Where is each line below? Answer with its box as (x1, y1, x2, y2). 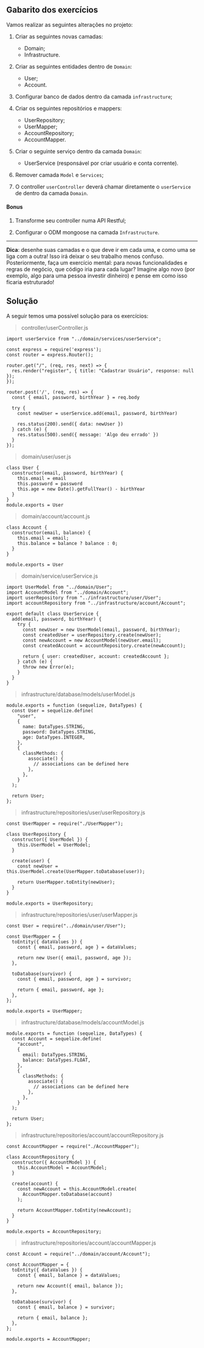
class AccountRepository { (6, 1154, 75, 1160)
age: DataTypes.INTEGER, (22, 734, 86, 740)
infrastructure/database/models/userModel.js (21, 690, 135, 698)
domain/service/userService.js (21, 572, 98, 580)
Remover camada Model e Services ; (15, 171, 104, 178)
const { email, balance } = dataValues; (17, 1272, 121, 1278)
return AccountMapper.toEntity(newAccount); (17, 1207, 132, 1213)
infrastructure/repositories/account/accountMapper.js (21, 1239, 157, 1246)
